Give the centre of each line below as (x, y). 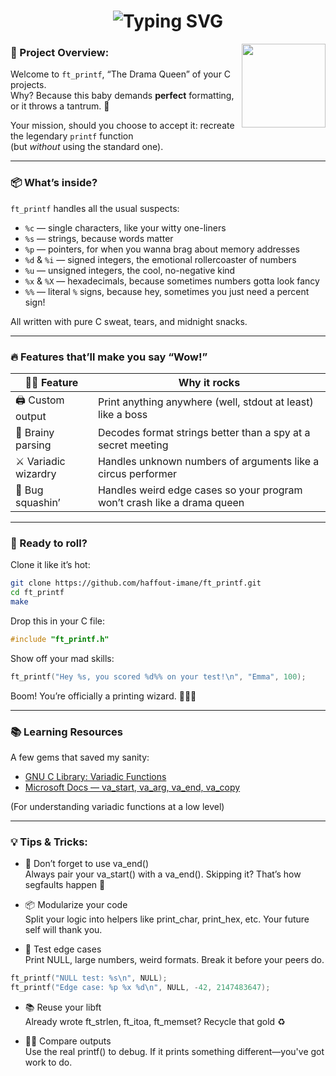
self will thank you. (63, 930)
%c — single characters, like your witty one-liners (125, 227)
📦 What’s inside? (54, 183)
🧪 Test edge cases (63, 949)
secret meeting (133, 445)
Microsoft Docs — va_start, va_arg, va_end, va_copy (132, 787)
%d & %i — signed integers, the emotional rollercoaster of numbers (160, 259)
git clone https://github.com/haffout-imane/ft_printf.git (136, 583)
